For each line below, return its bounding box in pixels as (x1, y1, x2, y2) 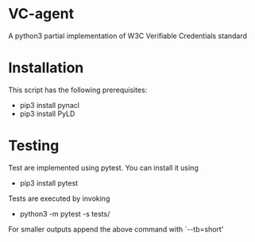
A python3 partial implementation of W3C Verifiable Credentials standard (8, 31, 248, 40)
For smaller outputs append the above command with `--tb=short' (8, 224, 224, 234)
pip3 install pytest (19, 178, 79, 187)
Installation (8, 59, 84, 77)
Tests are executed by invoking (8, 194, 110, 203)
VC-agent (8, 5, 74, 23)
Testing (8, 136, 60, 155)
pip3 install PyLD (19, 109, 75, 118)
